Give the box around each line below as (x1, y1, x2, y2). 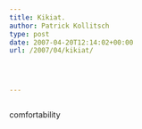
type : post (9, 29, 50, 38)
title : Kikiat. (9, 12, 66, 22)
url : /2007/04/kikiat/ (9, 46, 94, 55)
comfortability (9, 109, 61, 120)
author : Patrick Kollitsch (9, 21, 110, 30)
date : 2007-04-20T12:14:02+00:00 (9, 37, 134, 47)
